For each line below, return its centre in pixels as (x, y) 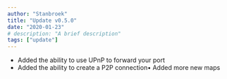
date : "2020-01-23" (36, 27)
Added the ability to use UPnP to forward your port (91, 60)
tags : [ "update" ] (33, 40)
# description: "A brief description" (64, 34)
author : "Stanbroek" (38, 14)
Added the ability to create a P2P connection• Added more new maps (119, 68)
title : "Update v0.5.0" (42, 20)
